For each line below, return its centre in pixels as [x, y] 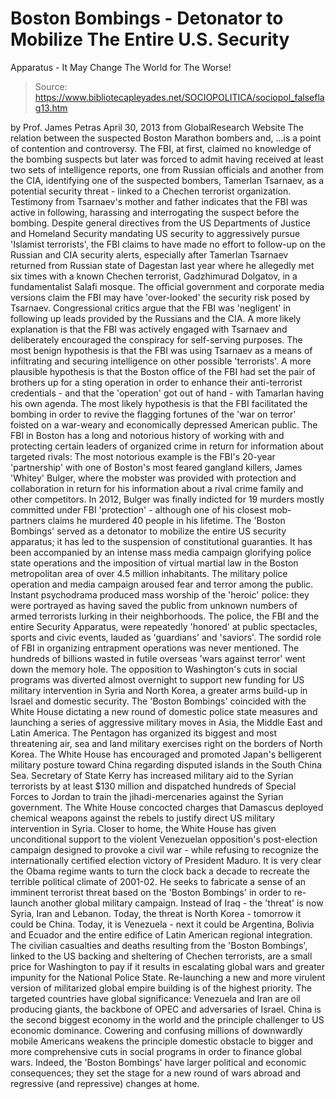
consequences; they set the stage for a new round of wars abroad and [156, 1073]
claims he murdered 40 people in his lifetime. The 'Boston [166, 520]
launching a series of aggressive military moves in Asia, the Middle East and [166, 722]
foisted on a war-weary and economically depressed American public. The [164, 424]
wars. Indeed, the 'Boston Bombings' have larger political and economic [158, 1062]
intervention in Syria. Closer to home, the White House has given [143, 828]
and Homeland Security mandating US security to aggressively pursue [155, 233]
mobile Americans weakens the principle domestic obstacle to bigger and [162, 1041]
